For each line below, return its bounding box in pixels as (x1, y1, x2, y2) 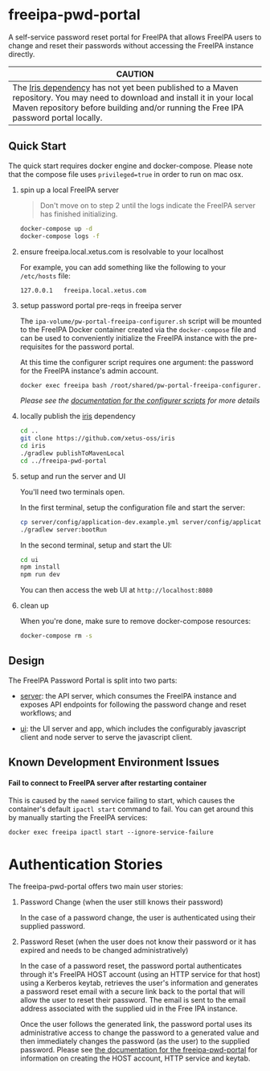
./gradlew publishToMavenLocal (19, 449, 125, 458)
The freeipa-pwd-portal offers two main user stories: (8, 882, 183, 892)
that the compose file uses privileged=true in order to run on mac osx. (8, 169, 243, 178)
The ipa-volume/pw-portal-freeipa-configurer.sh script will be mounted (19, 316, 262, 326)
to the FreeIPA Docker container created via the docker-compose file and (19, 324, 256, 334)
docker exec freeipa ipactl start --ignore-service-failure (8, 828, 215, 837)
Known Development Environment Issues (8, 756, 219, 769)
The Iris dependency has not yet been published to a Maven (12, 82, 239, 93)
